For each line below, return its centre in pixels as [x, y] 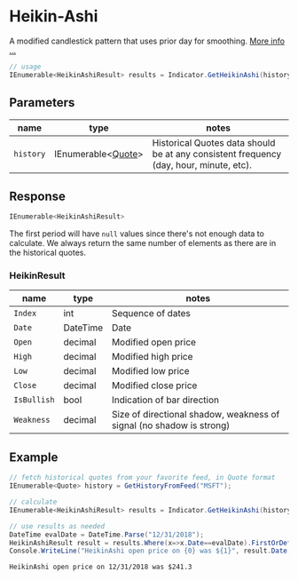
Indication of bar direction [165, 400]
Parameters [42, 103]
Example [34, 457]
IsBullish [34, 400]
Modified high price [152, 357]
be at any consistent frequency [217, 154]
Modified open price [154, 342]
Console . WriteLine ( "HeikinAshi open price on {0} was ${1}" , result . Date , [150, 551]
